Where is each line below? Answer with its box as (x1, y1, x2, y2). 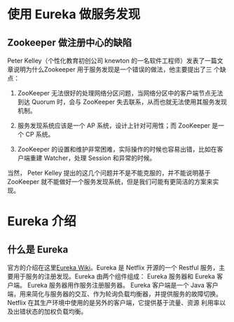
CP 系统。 (25, 130, 55, 138)
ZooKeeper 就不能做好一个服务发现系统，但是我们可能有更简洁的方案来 (7, 177, 213, 186)
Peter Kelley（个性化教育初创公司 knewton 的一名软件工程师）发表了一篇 (7, 57, 217, 65)
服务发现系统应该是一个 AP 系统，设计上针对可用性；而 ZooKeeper (17, 121, 210, 130)
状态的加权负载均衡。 (25, 307, 88, 316)
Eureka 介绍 (7, 213, 76, 229)
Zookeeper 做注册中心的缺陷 (7, 36, 132, 48)
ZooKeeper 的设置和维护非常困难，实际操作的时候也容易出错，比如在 (17, 145, 217, 153)
